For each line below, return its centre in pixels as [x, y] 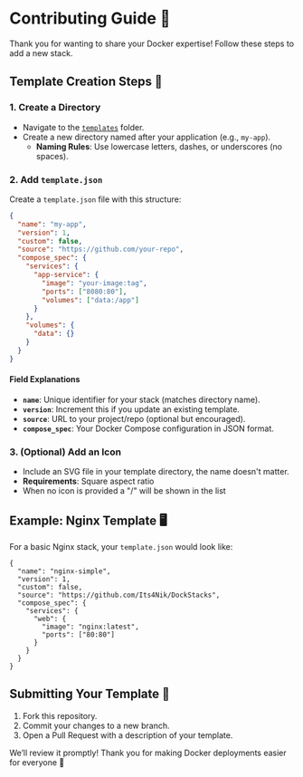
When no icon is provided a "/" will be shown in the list [124, 491]
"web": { [50, 619]
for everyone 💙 [37, 762]
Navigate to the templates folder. [83, 127]
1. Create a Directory [55, 108]
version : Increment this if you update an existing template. [131, 409]
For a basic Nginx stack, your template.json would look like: [121, 546]
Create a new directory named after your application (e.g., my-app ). [147, 137]
